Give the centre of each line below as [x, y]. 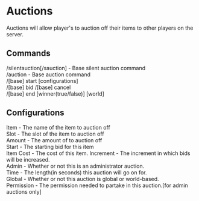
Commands [29, 54]
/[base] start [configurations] [42, 81]
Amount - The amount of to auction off [54, 140]
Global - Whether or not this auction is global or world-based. [83, 179]
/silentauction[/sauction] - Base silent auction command [76, 68]
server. [15, 34]
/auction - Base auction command [48, 74]
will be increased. [28, 159]
